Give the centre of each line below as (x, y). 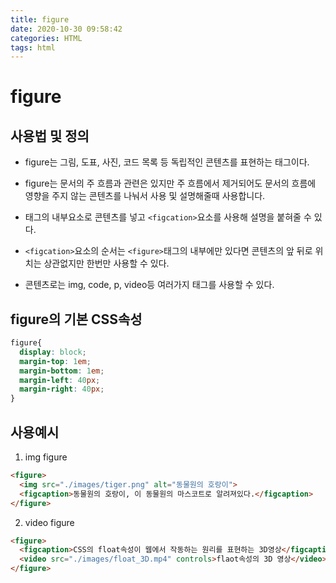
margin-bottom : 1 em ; (62, 371)
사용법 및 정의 (50, 136)
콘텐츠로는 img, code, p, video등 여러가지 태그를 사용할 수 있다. (149, 285)
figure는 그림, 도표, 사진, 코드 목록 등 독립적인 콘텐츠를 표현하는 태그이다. (167, 162)
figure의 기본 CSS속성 (76, 319)
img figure (46, 457)
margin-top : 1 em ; (55, 361)
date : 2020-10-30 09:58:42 (66, 29)
